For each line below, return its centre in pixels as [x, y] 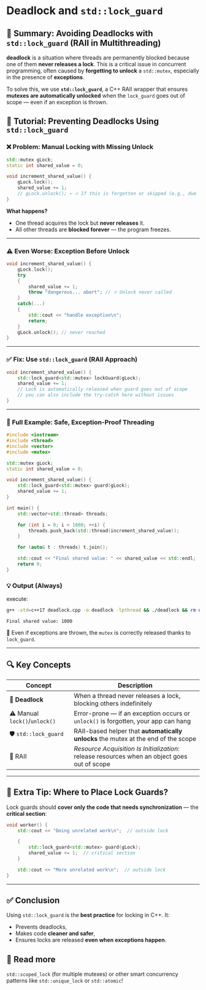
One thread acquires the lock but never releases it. [80, 223]
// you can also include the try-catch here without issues [96, 395]
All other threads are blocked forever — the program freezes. [93, 229]
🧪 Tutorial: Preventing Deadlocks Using [83, 121]
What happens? [27, 211]
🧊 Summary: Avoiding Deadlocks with [80, 33]
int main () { [23, 508]
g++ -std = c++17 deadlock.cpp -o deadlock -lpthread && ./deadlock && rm [101, 610]
